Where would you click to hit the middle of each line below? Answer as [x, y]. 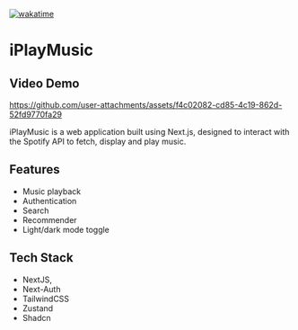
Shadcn [36, 317]
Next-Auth [41, 289]
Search [35, 210]
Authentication [49, 201]
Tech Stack [41, 258]
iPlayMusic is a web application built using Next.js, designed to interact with [149, 132]
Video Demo [44, 83]
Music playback [52, 191]
